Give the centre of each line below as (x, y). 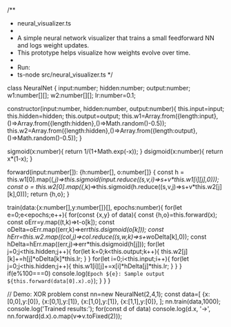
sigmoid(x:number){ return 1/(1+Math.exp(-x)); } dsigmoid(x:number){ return (115, 151)
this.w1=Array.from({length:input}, (170, 116)
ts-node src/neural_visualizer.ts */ (65, 75)
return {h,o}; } (50, 194)
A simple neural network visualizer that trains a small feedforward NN (116, 38)
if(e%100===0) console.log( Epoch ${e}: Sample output (86, 273)
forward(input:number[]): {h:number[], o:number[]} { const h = (96, 172)
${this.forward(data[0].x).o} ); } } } (59, 281)
